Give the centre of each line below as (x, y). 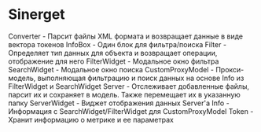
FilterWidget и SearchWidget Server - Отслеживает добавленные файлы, (129, 86)
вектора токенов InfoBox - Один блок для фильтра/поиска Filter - (117, 44)
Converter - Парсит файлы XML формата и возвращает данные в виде (126, 36)
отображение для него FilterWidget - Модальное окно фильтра (114, 61)
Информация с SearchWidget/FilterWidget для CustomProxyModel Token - (131, 111)
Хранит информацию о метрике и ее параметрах (91, 119)
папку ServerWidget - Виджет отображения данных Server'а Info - (119, 103)
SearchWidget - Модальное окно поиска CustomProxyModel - (111, 69)
